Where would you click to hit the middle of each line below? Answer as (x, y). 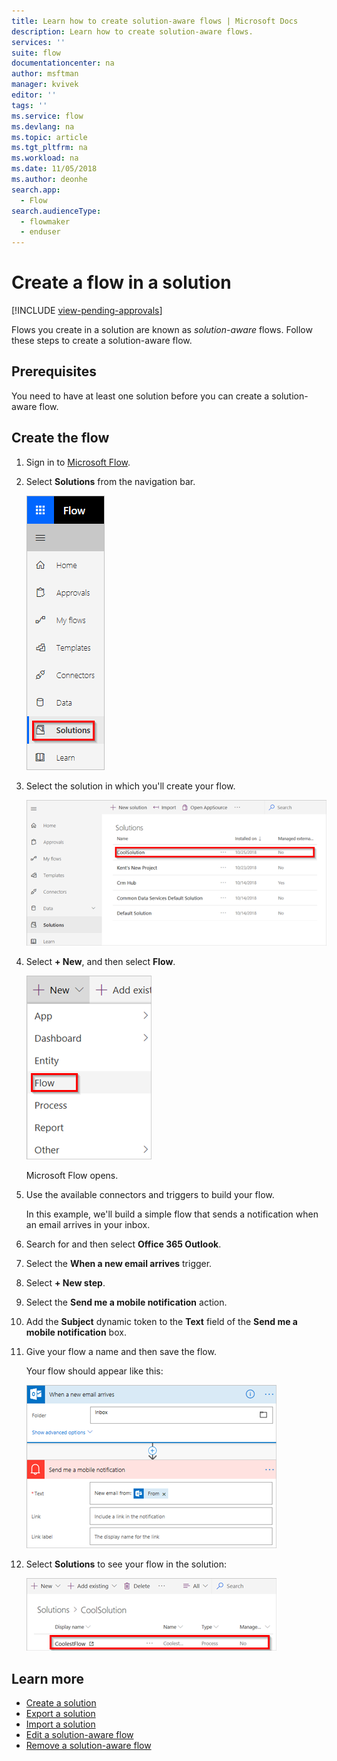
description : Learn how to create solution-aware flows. (132, 31)
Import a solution (60, 1724)
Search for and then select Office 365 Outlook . (123, 1244)
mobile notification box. (76, 1332)
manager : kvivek (45, 85)
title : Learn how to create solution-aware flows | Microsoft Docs (155, 21)
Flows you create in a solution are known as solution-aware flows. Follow (162, 330)
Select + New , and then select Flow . (100, 962)
